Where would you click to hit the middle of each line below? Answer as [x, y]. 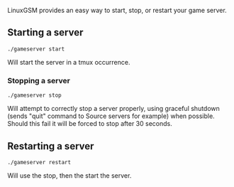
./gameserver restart [39, 162]
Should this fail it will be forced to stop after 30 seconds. [90, 124]
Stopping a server [39, 80]
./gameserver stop [34, 95]
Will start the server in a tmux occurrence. [69, 62]
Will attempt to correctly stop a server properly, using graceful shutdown [113, 109]
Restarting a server [51, 146]
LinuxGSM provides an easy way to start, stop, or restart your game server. [117, 10]
